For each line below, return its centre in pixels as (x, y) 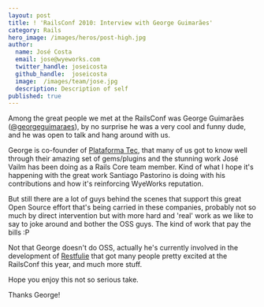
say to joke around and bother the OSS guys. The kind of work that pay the (130, 224)
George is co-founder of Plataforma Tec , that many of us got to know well (128, 150)
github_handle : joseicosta (61, 74)
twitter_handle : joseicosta (61, 67)
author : (21, 45)
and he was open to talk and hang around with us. (89, 135)
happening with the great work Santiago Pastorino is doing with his (117, 176)
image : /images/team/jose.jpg (67, 81)
